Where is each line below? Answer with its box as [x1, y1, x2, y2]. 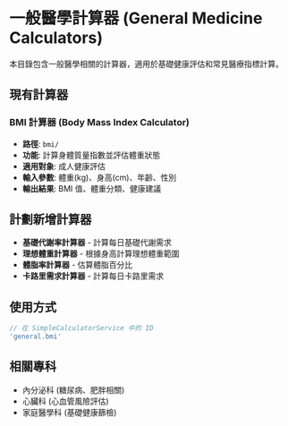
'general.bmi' [9, 332, 63, 341]
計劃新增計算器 [9, 212, 92, 227]
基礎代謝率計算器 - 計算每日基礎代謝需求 [21, 237, 173, 248]
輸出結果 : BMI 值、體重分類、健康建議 [21, 183, 162, 193]
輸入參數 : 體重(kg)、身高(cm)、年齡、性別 [21, 172, 177, 183]
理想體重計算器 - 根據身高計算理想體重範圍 [21, 248, 181, 260]
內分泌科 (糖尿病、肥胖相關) [21, 384, 125, 395]
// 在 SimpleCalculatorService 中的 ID [9, 324, 154, 333]
